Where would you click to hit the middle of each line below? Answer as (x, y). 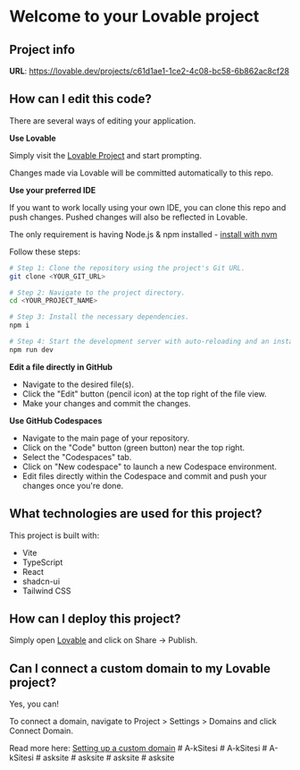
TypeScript (42, 562)
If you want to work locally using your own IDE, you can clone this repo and (148, 207)
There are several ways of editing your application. (103, 120)
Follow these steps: (45, 252)
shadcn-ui (41, 581)
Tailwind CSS (46, 590)
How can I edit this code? (80, 99)
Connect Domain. (42, 731)
